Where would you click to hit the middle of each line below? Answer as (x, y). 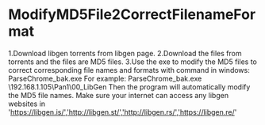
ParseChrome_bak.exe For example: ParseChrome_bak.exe (105, 78)
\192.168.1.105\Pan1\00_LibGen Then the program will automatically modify (129, 87)
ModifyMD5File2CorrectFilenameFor (132, 15)
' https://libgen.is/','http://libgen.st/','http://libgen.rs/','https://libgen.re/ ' (123, 112)
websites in (27, 104)
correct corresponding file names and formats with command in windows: (129, 70)
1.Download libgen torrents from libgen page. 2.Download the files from (125, 53)
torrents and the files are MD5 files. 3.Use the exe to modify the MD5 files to (133, 62)
